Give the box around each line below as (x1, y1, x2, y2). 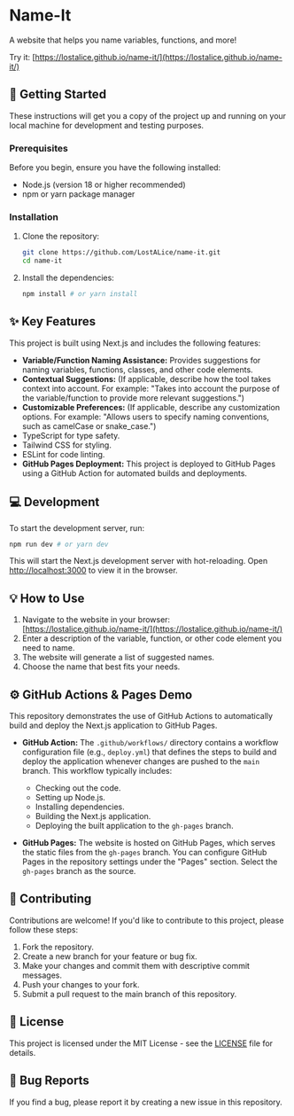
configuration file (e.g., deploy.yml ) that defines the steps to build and (21, 746, 277, 758)
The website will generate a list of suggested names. (21, 652, 215, 663)
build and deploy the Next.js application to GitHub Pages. (9, 720, 218, 731)
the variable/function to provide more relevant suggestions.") (21, 392, 245, 403)
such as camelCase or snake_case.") (21, 420, 157, 431)
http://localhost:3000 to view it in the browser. (9, 565, 179, 576)
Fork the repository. (21, 941, 95, 952)
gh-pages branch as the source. (21, 866, 136, 877)
